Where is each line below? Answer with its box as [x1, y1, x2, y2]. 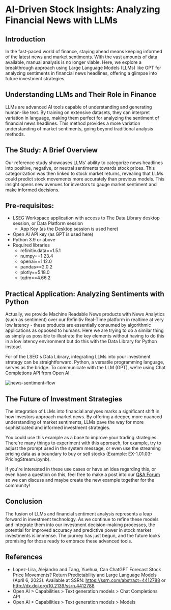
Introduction [5, 35, 46, 43]
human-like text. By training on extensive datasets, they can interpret [5, 109, 150, 116]
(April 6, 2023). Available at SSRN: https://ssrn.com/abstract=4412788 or [12, 577, 166, 583]
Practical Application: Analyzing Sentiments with [5, 289, 164, 298]
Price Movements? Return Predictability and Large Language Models [12, 572, 157, 578]
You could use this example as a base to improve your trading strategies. [5, 435, 158, 441]
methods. [5, 131, 25, 137]
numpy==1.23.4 [20, 253, 53, 259]
